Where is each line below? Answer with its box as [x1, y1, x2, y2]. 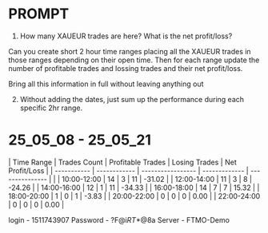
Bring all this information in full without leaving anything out [8, 79, 204, 89]
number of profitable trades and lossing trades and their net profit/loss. [8, 63, 243, 73]
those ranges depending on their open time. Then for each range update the [8, 55, 260, 65]
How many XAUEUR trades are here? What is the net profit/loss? [19, 31, 233, 41]
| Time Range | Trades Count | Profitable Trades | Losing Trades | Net [8, 157, 238, 167]
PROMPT [8, 5, 70, 23]
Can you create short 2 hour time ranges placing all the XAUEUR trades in [8, 46, 251, 56]
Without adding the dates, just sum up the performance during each [19, 94, 245, 104]
